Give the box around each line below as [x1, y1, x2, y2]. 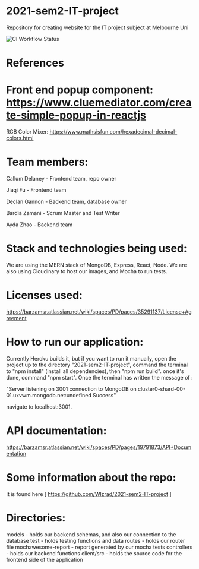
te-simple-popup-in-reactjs [6, 109, 147, 122]
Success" [93, 391, 116, 399]
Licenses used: [6, 289, 83, 302]
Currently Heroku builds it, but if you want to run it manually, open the [6, 355, 177, 362]
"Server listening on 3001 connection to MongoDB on [6, 385, 137, 393]
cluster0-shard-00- [137, 385, 186, 393]
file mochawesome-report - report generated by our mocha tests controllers [6, 543, 193, 551]
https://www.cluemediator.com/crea [6, 96, 192, 109]
